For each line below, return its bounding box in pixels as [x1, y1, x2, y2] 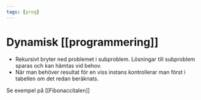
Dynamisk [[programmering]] [6, 35, 159, 49]
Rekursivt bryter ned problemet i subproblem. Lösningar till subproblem [15, 55, 196, 63]
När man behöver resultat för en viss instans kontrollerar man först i [15, 68, 186, 76]
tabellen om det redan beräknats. [15, 74, 99, 82]
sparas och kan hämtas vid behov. [15, 62, 102, 69]
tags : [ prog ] [6, 9, 40, 15]
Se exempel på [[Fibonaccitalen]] [6, 87, 90, 94]
